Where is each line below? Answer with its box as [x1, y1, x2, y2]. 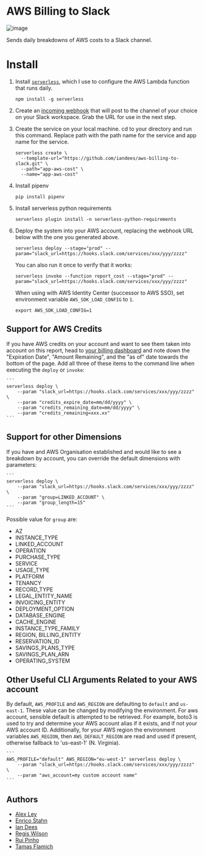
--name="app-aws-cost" [21, 171, 79, 178]
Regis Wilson [15, 830, 48, 837]
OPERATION [15, 547, 46, 554]
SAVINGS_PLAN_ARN [15, 650, 69, 658]
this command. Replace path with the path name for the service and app [15, 131, 197, 138]
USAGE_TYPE [15, 566, 50, 574]
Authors [6, 794, 38, 805]
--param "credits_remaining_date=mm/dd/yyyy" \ [17, 405, 140, 411]
